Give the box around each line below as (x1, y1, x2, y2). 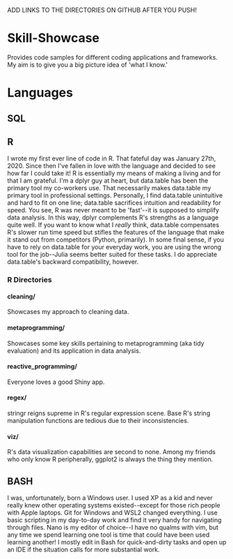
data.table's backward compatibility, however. (7, 258, 139, 266)
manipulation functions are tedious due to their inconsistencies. (7, 417, 189, 425)
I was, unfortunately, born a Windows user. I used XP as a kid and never (7, 494, 214, 502)
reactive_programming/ (7, 362, 78, 371)
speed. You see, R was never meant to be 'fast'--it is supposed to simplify (7, 206, 220, 215)
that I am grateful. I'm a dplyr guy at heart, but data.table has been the (7, 176, 209, 185)
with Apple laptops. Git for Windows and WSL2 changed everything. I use (7, 508, 218, 517)
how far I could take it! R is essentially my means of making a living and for (7, 169, 221, 178)
